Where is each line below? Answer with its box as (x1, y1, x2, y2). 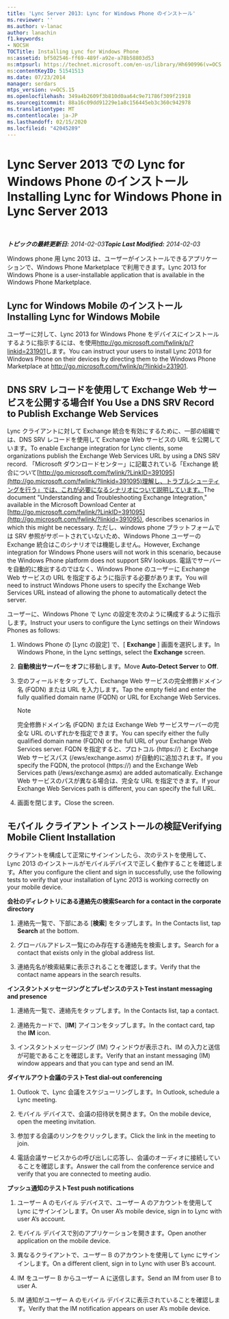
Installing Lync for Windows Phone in (7, 189, 222, 204)
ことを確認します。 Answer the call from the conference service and (23, 1162, 215, 1170)
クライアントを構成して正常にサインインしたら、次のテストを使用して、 (7, 851, 210, 859)
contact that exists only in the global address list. (16, 948, 155, 957)
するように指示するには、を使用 (7, 339, 97, 347)
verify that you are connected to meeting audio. (16, 1169, 152, 1178)
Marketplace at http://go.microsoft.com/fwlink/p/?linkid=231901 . (7, 362, 188, 370)
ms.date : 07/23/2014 (7, 73, 66, 81)
